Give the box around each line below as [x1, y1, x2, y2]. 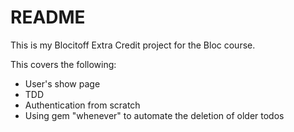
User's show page [24, 77, 101, 90]
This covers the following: [10, 58, 117, 70]
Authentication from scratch [24, 99, 141, 111]
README [10, 6, 86, 29]
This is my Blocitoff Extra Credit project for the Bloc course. [10, 39, 256, 51]
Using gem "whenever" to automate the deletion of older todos [24, 109, 285, 121]
